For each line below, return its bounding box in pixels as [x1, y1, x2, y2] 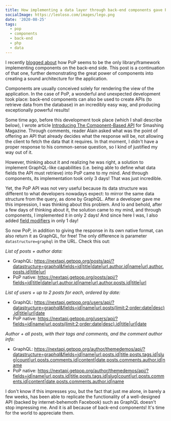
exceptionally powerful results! [5, 107, 70, 113]
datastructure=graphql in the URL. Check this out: [5, 238, 110, 244]
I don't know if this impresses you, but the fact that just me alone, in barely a [5, 388, 165, 394]
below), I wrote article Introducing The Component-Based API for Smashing [5, 122, 164, 128]
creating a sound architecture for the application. [5, 75, 108, 81]
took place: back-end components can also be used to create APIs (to [5, 96, 152, 102]
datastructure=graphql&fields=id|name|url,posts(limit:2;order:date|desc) [12, 305, 165, 311]
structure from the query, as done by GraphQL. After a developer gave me [5, 196, 160, 202]
